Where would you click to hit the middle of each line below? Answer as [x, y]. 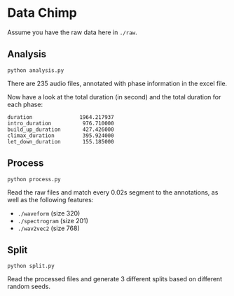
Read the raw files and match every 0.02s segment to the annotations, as [113, 192]
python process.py [34, 179]
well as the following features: [50, 199]
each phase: [25, 104]
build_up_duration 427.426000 [61, 129]
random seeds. [29, 287]
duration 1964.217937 [61, 117]
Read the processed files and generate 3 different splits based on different [115, 279]
